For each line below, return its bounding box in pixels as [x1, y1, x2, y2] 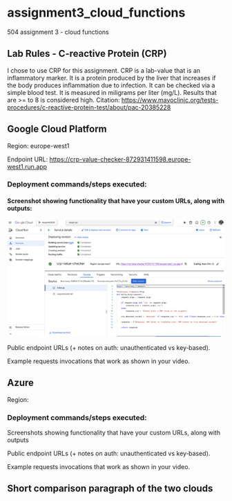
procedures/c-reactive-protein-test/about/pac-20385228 [7, 103, 171, 112]
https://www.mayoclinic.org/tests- [121, 96, 219, 104]
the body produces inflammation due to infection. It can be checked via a [7, 81, 215, 89]
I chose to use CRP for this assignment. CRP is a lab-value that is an [7, 66, 201, 74]
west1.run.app [7, 162, 47, 170]
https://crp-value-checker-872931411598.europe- [49, 155, 191, 164]
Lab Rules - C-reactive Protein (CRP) [7, 48, 167, 60]
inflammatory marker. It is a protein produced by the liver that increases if [7, 73, 216, 82]
